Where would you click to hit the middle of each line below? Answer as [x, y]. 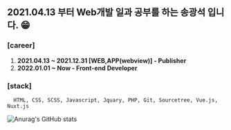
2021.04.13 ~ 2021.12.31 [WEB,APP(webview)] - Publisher [102, 60]
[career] [21, 46]
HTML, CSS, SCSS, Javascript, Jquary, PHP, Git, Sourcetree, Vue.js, [115, 100]
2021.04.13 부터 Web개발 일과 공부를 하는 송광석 [107, 12]
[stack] [20, 86]
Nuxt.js [18, 106]
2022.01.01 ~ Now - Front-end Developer [77, 68]
